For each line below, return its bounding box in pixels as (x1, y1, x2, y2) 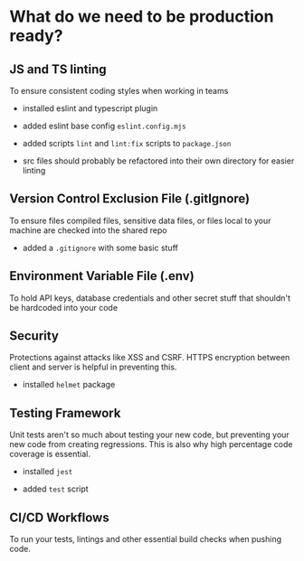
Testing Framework (9, 405, 121, 421)
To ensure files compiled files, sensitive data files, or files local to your (9, 215, 271, 226)
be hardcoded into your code (9, 302, 119, 313)
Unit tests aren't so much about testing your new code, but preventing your (9, 429, 290, 440)
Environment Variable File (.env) (9, 268, 195, 284)
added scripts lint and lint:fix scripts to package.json (22, 138, 232, 148)
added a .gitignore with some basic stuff (22, 242, 178, 253)
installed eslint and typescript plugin (22, 103, 158, 114)
